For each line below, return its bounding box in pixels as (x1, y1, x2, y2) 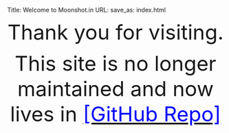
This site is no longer (14, 51, 217, 76)
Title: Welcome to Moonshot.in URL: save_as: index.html (7, 6, 166, 14)
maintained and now (17, 75, 215, 101)
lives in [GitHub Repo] (10, 101, 221, 127)
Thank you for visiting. (7, 19, 224, 45)
